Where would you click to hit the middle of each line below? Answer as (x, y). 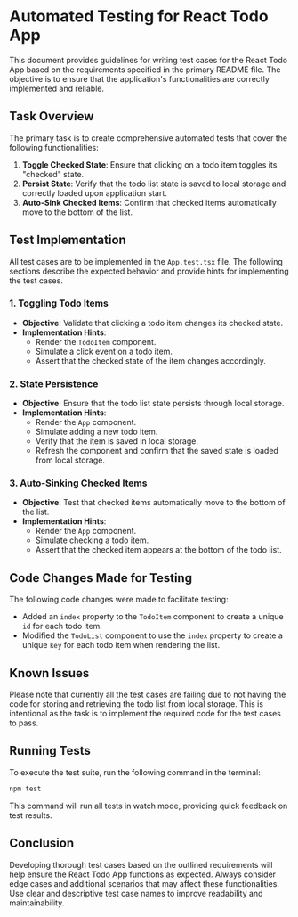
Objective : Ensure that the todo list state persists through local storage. (153, 404)
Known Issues (49, 673)
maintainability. (37, 903)
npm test (25, 789)
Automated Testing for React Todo (139, 16)
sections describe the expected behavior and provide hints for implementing (149, 271)
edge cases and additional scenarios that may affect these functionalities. (145, 883)
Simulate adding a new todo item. (97, 432)
